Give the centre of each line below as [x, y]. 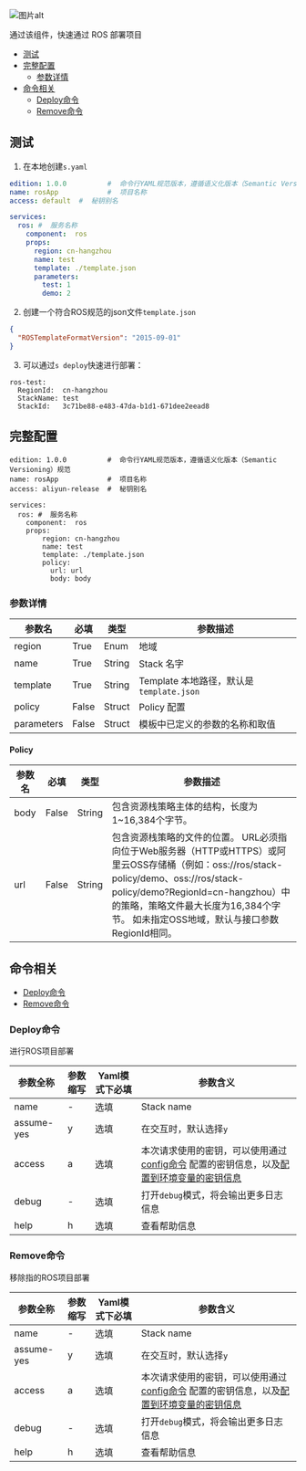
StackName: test [48, 398]
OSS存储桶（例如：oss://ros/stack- [206, 865]
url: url [66, 571]
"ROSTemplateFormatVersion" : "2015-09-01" [99, 338]
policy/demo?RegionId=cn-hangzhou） [197, 892]
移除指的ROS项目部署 [50, 1277]
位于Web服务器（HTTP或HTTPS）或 [199, 851]
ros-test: [28, 382]
